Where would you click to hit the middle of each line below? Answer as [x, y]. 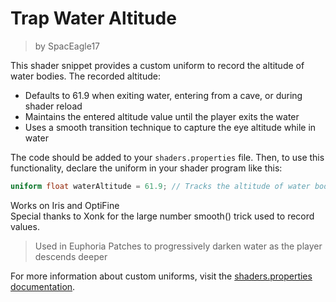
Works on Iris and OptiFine [65, 205]
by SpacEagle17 [67, 46]
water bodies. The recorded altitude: [85, 76]
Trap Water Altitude [93, 18]
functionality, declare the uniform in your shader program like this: [146, 168]
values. [25, 226]
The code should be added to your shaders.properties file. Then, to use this [167, 157]
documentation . [43, 286]
